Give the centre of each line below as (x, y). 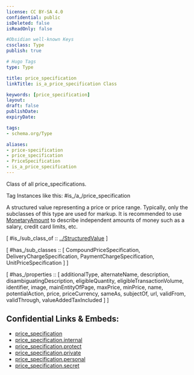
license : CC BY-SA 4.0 (35, 12)
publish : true (24, 51)
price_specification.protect (48, 346)
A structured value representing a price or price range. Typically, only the (97, 207)
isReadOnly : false (29, 29)
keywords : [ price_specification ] (48, 95)
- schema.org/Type (29, 133)
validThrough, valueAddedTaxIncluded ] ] (58, 300)
